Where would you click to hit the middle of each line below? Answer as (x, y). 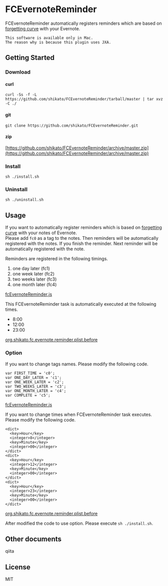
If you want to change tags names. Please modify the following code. (77, 364)
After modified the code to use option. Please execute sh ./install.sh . (79, 523)
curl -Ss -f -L (21, 95)
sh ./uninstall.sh (24, 200)
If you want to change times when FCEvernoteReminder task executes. (79, 414)
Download (18, 72)
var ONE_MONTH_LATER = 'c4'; (36, 391)
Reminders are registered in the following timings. (57, 259)
